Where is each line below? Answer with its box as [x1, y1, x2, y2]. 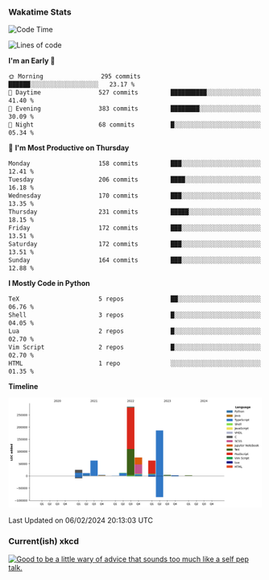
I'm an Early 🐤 [8, 56, 56, 66]
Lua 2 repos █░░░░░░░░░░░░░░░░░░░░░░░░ [8, 327, 262, 336]
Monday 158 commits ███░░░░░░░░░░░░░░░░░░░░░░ [8, 159, 262, 168]
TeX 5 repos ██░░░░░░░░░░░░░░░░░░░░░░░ [8, 295, 262, 304]
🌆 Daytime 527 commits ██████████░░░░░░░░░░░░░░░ [8, 89, 262, 97]
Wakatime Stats [8, 6, 72, 18]
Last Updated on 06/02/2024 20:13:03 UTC [8, 516, 153, 525]
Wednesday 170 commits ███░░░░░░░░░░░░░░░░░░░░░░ [8, 192, 262, 200]
